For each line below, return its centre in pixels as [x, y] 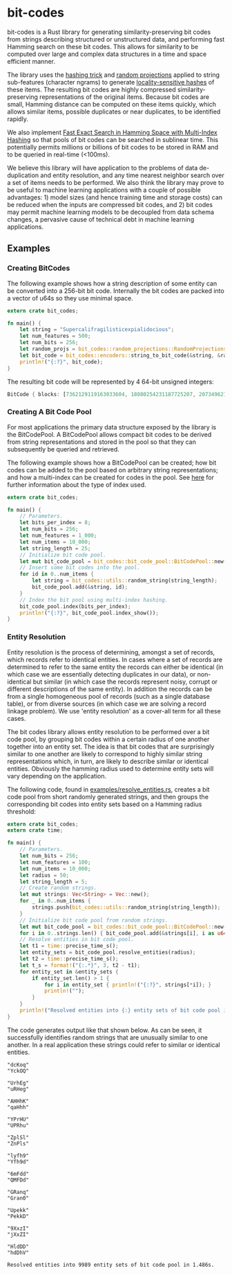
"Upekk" [18, 1210]
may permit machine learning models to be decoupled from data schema [111, 212]
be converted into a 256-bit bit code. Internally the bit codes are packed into [116, 291]
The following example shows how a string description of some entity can [112, 283]
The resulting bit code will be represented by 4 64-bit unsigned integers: [110, 382]
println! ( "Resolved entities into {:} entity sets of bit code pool [120, 1010]
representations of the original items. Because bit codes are [124, 97]
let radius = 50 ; [45, 875]
